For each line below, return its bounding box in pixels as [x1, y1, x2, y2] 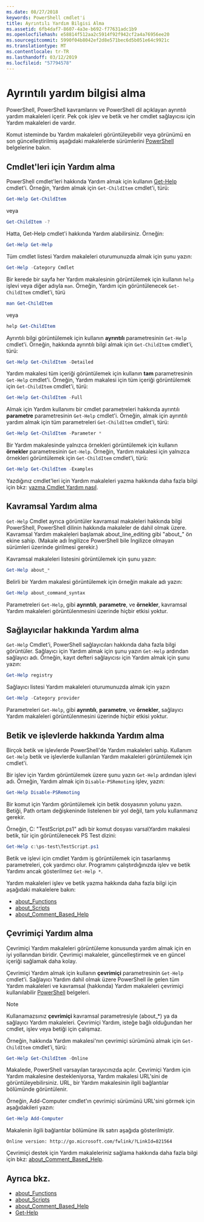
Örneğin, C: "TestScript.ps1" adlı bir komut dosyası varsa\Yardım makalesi [6, 825, 190, 833]
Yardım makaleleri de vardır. [6, 119, 76, 127]
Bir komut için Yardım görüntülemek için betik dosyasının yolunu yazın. [6, 800, 183, 808]
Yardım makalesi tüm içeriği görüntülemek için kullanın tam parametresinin [6, 370, 193, 377]
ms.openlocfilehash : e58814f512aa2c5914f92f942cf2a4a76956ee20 [6, 32, 170, 38]
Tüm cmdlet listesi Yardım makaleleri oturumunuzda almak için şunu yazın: [6, 252, 192, 260]
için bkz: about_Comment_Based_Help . [6, 1156, 104, 1163]
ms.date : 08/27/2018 [6, 9, 59, 15]
